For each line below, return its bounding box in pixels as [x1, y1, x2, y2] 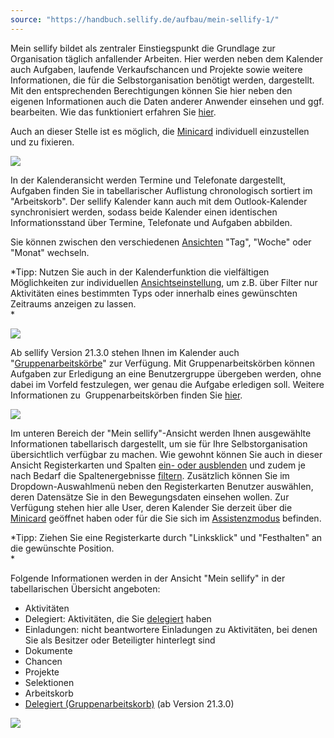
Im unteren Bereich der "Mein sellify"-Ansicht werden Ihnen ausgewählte [10, 427, 312, 439]
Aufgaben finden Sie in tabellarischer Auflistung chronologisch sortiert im [10, 184, 313, 196]
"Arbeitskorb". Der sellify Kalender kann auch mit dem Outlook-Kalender [10, 195, 308, 207]
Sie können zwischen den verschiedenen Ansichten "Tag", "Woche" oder [10, 236, 312, 248]
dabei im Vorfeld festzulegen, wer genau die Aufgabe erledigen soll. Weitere [10, 378, 325, 390]
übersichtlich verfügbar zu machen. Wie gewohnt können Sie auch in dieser [10, 448, 323, 460]
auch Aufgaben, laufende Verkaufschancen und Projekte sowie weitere [10, 63, 303, 75]
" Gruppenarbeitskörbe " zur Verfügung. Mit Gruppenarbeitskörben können [10, 357, 316, 369]
